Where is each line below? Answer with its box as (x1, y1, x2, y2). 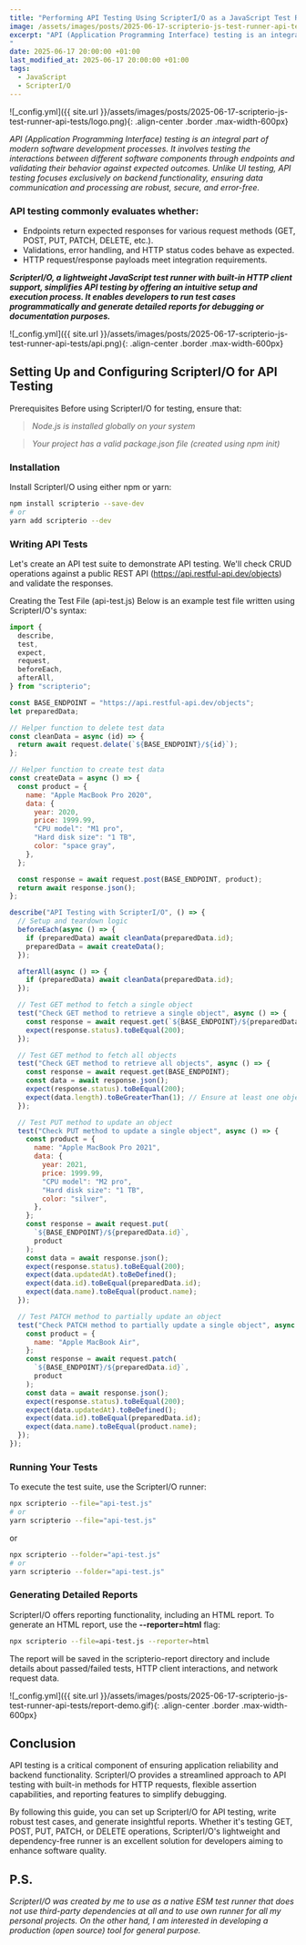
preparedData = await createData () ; (25, 942, 166, 951)
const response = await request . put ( (25, 1220, 169, 1229)
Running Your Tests (9, 1460, 98, 1473)
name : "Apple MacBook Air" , (33, 1337, 141, 1346)
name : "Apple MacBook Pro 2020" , (25, 790, 153, 800)
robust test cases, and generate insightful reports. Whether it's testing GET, (9, 1817, 293, 1827)
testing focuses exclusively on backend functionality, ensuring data (9, 172, 264, 183)
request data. (9, 1673, 60, 1684)
